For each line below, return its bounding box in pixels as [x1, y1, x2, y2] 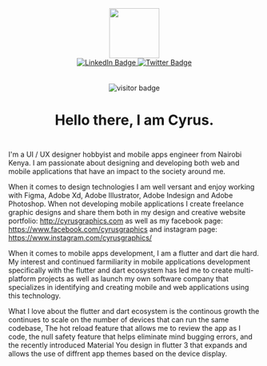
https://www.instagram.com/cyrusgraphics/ [8, 233, 153, 242]
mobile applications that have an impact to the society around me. [8, 166, 226, 176]
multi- [234, 265, 254, 275]
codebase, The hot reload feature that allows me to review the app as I [8, 323, 241, 332]
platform [8, 273, 36, 283]
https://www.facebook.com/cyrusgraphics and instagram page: [8, 224, 217, 234]
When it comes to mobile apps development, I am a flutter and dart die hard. [8, 248, 260, 258]
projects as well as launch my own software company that [37, 273, 229, 283]
